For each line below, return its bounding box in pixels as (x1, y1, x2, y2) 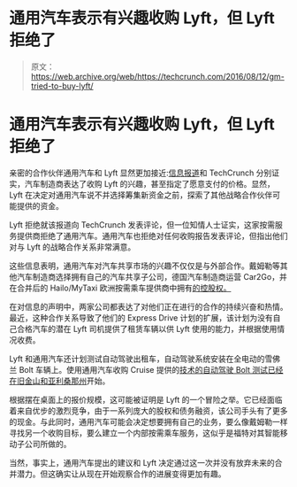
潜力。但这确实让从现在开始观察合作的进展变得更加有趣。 (16, 468, 226, 479)
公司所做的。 (24, 438, 72, 449)
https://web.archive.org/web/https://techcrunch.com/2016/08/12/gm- (30, 71, 285, 81)
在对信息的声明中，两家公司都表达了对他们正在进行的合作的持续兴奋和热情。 (9, 301, 288, 312)
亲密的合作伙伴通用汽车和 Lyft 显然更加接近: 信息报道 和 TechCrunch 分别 (9, 167, 272, 178)
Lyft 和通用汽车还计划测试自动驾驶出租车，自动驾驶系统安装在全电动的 (9, 353, 265, 364)
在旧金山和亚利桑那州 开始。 (9, 375, 110, 386)
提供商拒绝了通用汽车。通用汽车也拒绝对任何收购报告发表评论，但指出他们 (16, 230, 288, 241)
